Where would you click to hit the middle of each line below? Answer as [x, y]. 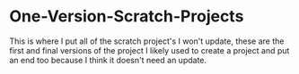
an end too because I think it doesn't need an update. [108, 60]
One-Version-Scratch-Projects [127, 16]
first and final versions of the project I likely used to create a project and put [149, 50]
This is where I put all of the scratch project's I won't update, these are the [147, 41]
